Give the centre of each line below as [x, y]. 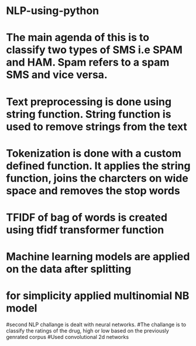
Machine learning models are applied [98, 257]
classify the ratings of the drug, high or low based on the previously [88, 331]
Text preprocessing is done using [89, 102]
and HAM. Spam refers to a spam [88, 62]
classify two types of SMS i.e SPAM [94, 50]
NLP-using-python [53, 11]
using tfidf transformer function [85, 230]
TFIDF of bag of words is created [87, 217]
